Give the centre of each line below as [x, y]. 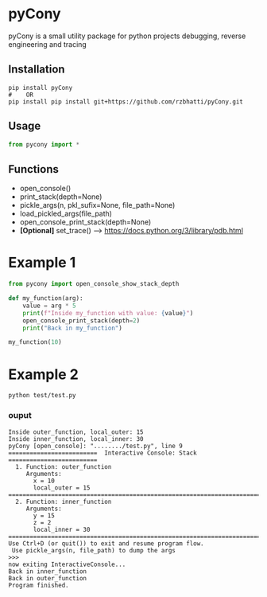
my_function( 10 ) [35, 342]
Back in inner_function [48, 571]
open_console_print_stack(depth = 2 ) [81, 320]
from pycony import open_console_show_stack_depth [94, 284]
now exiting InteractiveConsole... [67, 564]
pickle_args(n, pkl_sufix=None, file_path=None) [97, 205]
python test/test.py [43, 396]
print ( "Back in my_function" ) [73, 328]
